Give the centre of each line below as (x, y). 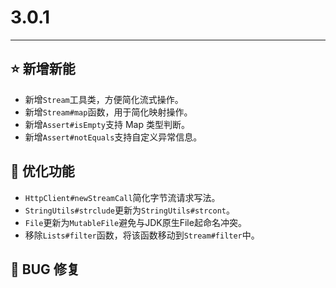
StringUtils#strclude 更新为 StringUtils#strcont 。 (130, 210)
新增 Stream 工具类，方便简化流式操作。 (104, 99)
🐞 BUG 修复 (45, 269)
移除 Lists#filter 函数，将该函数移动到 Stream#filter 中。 (142, 235)
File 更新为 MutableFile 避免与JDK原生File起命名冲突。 (135, 222)
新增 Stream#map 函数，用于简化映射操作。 (108, 112)
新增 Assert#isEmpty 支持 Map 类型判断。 (107, 124)
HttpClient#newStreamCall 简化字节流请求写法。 (122, 197)
